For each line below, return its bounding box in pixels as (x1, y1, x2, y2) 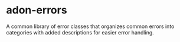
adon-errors (6, 3, 67, 17)
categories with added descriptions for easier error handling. (6, 29, 155, 36)
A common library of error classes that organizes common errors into (6, 23, 175, 30)
